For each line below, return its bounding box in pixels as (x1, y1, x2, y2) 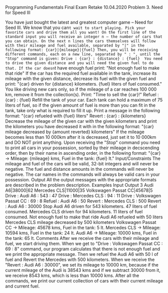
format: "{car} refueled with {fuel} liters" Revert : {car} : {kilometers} (5, 113, 146, 119)
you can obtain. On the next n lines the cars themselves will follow (5, 39, 156, 44)
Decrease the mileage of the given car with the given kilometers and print (5, 118, 157, 124)
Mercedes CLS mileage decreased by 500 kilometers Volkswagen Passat (5, 219, 156, 225)
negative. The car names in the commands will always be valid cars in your (5, 171, 160, 177)
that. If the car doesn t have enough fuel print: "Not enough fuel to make (5, 65, 159, 71)
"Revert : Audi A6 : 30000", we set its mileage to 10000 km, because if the (5, 262, 159, 267)
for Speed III (5, 10, 31, 16)
